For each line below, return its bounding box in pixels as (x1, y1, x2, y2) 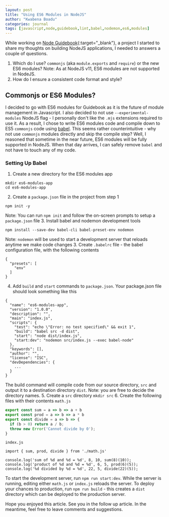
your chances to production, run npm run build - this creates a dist (5, 486, 145, 492)
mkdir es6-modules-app (5, 181, 53, 186)
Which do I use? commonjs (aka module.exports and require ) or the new (12, 60, 159, 66)
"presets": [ (10, 261, 37, 267)
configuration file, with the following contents (5, 247, 99, 253)
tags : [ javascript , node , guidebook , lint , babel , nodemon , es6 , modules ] (5, 26, 150, 31)
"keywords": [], (10, 347, 44, 352)
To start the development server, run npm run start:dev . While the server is (5, 475, 162, 481)
